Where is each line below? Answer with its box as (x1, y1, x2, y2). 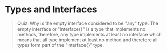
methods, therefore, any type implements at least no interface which (17, 31, 162, 37)
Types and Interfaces (5, 4, 97, 15)
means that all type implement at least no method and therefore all (17, 37, 158, 43)
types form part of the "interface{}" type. (17, 42, 105, 48)
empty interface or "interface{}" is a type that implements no (17, 25, 146, 32)
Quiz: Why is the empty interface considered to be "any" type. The (17, 20, 158, 26)
